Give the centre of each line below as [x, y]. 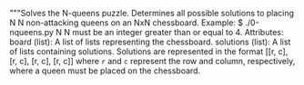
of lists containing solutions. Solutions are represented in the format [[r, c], [149, 52]
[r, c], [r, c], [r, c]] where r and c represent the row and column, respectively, [152, 61]
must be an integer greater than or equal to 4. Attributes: [178, 32]
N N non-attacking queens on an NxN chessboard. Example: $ [127, 23]
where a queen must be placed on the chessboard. [105, 71]
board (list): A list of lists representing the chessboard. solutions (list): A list [150, 42]
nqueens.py [32, 32]
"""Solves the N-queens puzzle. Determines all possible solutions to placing [152, 13]
